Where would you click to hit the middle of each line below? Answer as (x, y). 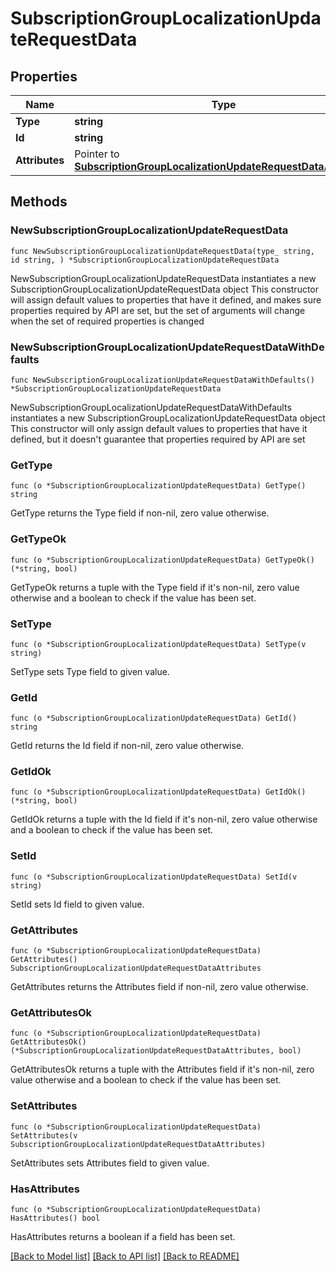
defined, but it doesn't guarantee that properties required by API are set (158, 439)
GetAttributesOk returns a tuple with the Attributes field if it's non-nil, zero (162, 1069)
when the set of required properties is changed (107, 321)
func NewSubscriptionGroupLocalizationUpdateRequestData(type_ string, (162, 251)
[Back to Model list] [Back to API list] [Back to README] (125, 1256)
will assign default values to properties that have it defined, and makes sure (166, 299)
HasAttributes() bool (55, 1218)
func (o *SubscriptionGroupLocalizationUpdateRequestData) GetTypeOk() (162, 560)
